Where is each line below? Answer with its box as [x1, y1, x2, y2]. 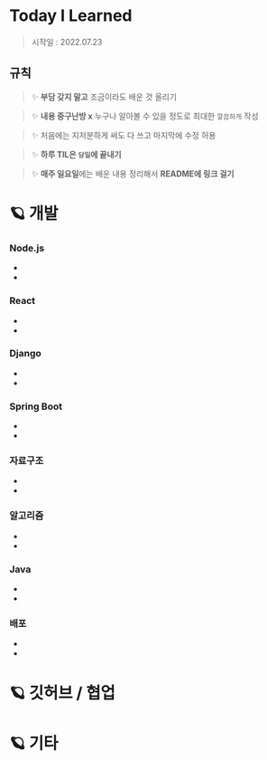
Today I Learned [9, 5, 133, 26]
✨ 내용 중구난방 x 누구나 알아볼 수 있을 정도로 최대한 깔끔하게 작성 [31, 110, 259, 121]
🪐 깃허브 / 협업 [9, 682, 115, 703]
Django [9, 347, 42, 360]
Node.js [9, 242, 45, 254]
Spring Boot [9, 400, 63, 413]
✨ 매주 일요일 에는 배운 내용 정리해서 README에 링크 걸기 [31, 168, 235, 179]
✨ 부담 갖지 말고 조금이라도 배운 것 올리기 [31, 91, 178, 102]
